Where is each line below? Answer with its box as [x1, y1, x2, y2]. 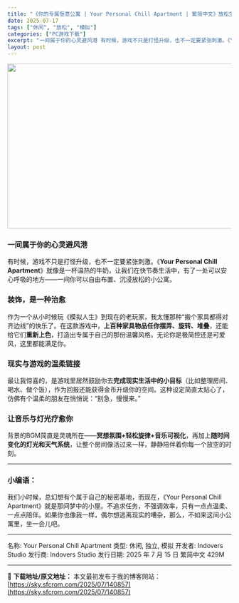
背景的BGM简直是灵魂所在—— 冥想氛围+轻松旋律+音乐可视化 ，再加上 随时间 [7, 431, 230, 440]
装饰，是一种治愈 [7, 295, 66, 305]
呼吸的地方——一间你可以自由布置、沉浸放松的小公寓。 [13, 275, 176, 284]
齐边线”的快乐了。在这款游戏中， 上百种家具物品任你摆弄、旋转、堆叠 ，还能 [7, 321, 229, 330]
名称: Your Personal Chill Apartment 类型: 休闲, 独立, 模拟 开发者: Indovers [7, 542, 223, 550]
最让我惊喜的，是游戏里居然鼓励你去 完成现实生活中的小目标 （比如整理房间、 [7, 376, 232, 385]
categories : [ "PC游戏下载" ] [7, 30, 87, 38]
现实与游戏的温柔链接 [7, 358, 80, 368]
